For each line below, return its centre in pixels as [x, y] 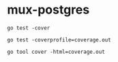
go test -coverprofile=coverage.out [59, 40]
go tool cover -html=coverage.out [56, 52]
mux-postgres [48, 10]
